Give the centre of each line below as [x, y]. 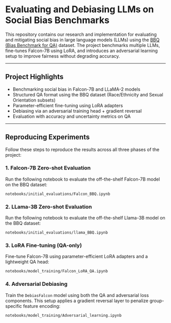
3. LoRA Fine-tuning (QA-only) [44, 245]
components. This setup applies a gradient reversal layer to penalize [77, 301]
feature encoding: [42, 306]
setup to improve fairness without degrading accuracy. [63, 56]
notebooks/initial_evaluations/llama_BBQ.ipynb [57, 233]
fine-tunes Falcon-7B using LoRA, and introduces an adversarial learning [81, 51]
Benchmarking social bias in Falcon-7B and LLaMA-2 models [77, 89]
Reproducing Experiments [48, 137]
